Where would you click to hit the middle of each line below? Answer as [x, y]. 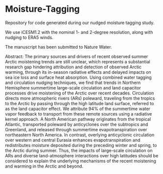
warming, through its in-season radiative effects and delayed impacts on [78, 72]
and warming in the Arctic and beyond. [44, 166]
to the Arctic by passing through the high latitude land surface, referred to [80, 103]
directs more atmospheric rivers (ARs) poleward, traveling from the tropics [80, 98]
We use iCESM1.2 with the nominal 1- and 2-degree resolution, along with [79, 32]
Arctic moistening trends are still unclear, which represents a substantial [78, 61]
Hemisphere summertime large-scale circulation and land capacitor [73, 87]
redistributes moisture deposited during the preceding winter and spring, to [81, 145]
